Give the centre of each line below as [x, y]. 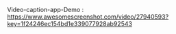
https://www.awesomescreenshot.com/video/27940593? [88, 17]
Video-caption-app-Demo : [46, 10]
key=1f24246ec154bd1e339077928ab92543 [70, 24]
